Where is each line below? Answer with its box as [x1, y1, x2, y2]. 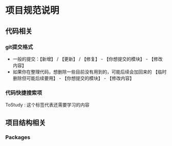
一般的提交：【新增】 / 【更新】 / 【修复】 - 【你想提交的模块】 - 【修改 [12, 56, 163, 62]
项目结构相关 [5, 118, 46, 127]
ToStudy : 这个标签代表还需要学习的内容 [5, 102, 90, 108]
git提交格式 [5, 43, 33, 50]
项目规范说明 [5, 5, 60, 16]
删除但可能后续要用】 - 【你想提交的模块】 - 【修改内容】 [12, 75, 135, 81]
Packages [5, 134, 31, 141]
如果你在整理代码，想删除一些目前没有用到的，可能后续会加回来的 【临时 [12, 69, 167, 75]
